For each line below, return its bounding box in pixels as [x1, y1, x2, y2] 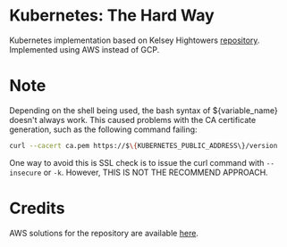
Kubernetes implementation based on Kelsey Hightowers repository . [9, 35, 260, 45]
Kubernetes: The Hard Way [9, 5, 215, 26]
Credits [9, 198, 65, 218]
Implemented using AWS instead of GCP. [9, 44, 160, 54]
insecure [9, 169, 42, 177]
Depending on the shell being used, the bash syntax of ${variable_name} [9, 104, 279, 116]
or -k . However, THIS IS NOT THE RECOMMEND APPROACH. [43, 167, 268, 177]
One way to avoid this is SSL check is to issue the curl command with [9, 157, 265, 168]
